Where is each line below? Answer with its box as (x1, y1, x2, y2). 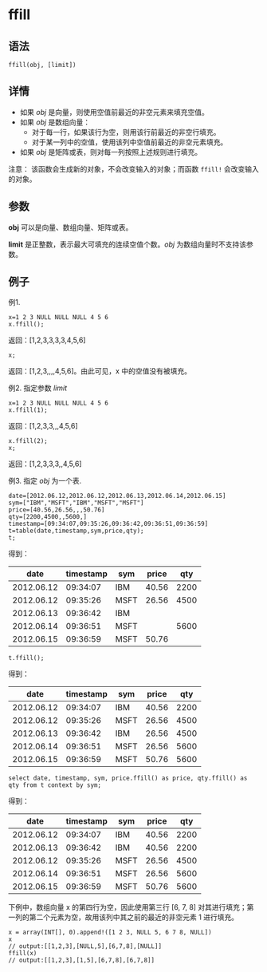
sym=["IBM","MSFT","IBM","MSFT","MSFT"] (8, 499, 145, 508)
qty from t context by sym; (8, 781, 102, 789)
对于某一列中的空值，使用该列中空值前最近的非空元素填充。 (31, 137, 228, 147)
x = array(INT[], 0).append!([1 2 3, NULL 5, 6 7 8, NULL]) (8, 928, 213, 937)
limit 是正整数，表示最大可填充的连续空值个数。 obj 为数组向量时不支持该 (8, 239, 247, 249)
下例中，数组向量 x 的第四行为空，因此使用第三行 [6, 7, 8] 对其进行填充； (8, 903, 247, 912)
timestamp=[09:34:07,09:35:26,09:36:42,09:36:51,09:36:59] (8, 520, 209, 528)
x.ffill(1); (8, 406, 48, 414)
